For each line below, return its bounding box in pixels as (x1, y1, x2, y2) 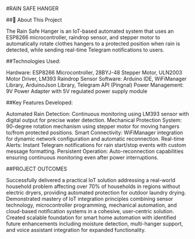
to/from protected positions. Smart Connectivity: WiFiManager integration (6, 129, 183, 136)
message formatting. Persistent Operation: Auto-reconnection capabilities (6, 148, 184, 155)
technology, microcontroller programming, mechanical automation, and (6, 202, 177, 209)
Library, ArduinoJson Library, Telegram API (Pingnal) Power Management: (6, 81, 184, 88)
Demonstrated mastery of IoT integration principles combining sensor (6, 196, 173, 202)
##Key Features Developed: (6, 99, 73, 106)
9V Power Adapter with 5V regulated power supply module (6, 88, 148, 94)
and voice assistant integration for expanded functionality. (6, 227, 146, 233)
